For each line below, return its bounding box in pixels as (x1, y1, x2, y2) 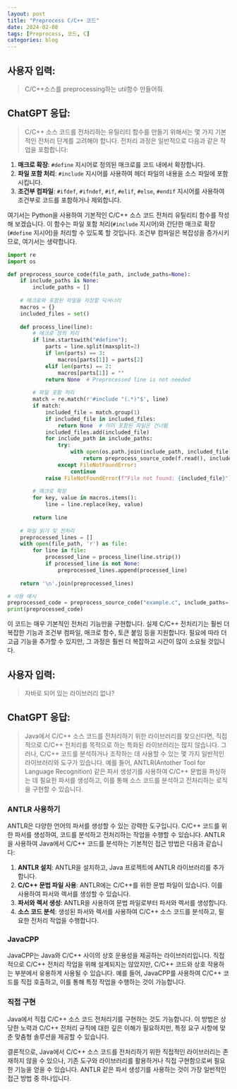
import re (7, 251, 37, 258)
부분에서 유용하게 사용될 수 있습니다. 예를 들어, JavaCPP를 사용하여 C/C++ (14, 969, 222, 977)
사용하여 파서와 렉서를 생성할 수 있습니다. (17, 889, 131, 899)
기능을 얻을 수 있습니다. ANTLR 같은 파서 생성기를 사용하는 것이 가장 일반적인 (14, 1065, 227, 1073)
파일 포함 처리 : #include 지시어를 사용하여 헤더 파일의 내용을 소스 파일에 (17, 169, 216, 178)
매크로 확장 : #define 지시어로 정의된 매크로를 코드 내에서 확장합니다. (17, 160, 205, 168)
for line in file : (32, 547, 87, 554)
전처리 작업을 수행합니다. (30, 916, 99, 925)
